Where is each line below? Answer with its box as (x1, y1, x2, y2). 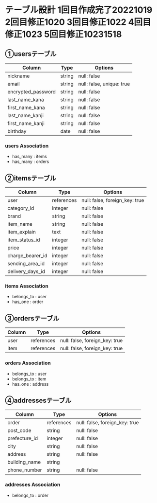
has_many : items (12, 154, 47, 160)
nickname (7, 72, 30, 79)
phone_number (7, 467, 42, 473)
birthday (7, 128, 27, 134)
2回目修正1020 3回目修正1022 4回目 (5, 17, 151, 28)
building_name (7, 459, 41, 466)
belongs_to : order (12, 492, 49, 498)
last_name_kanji (7, 112, 44, 119)
